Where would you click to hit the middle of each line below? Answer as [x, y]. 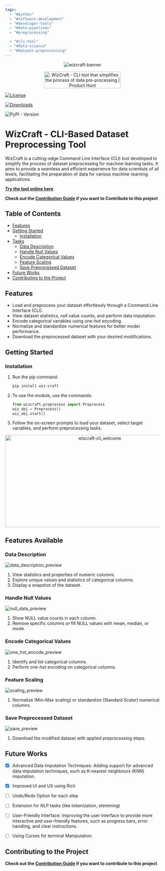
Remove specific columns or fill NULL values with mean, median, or [80, 623]
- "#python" [22, 14]
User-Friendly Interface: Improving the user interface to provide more [82, 815]
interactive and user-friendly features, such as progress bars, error [80, 821]
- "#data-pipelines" [30, 28]
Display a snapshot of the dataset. [47, 585]
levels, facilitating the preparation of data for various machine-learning [77, 174]
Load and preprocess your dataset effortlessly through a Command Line [85, 305]
